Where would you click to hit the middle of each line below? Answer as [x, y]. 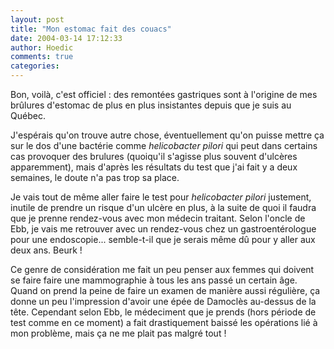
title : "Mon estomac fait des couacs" [91, 29]
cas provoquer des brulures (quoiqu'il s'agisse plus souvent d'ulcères [154, 156]
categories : [35, 66]
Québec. [28, 115]
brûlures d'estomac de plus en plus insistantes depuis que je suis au [151, 105]
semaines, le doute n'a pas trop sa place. [95, 177]
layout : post [37, 19]
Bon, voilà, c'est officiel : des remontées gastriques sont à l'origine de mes [164, 94]
